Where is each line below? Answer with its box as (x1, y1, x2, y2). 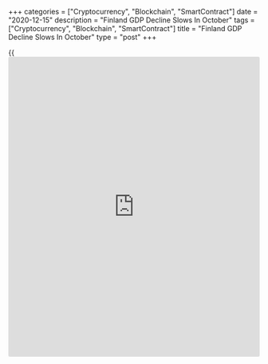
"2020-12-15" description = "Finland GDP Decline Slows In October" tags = (8, 15, 255, 25)
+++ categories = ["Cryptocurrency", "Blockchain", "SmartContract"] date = (8, 7, 258, 16)
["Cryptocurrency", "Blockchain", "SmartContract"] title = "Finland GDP (8, 24, 242, 33)
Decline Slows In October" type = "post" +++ (8, 32, 157, 42)
